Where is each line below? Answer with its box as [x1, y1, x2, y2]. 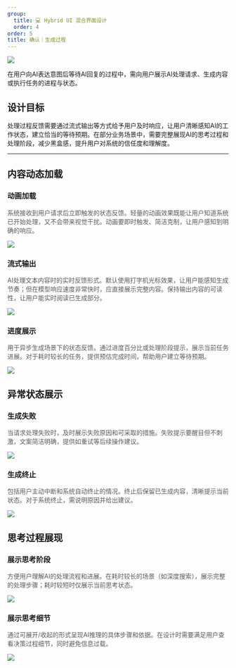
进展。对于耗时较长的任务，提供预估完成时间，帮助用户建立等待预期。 [7, 352, 211, 361]
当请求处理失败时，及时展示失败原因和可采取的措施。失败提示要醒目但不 [7, 428, 216, 437]
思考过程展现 [7, 531, 63, 543]
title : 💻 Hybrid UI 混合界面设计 [13, 17, 107, 24]
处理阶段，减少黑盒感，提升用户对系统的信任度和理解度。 [7, 139, 173, 147]
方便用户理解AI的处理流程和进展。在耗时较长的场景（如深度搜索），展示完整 [7, 571, 226, 580]
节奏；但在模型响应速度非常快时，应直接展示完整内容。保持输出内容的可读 [7, 285, 223, 293]
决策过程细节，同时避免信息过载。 [13, 639, 112, 648]
